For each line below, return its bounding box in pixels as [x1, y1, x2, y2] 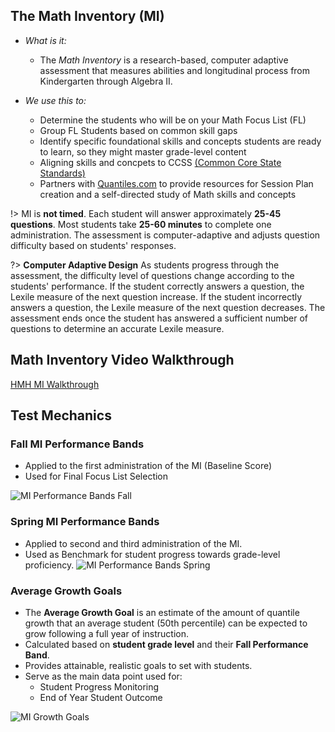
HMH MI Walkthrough [10, 378, 100, 390]
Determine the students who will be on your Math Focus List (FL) [39, 114, 307, 126]
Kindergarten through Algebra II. [39, 75, 173, 87]
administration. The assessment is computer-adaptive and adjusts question [10, 229, 321, 241]
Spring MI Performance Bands [10, 515, 160, 529]
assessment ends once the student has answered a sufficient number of [10, 312, 309, 324]
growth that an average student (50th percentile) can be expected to [24, 617, 308, 629]
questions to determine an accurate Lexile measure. [10, 322, 225, 334]
